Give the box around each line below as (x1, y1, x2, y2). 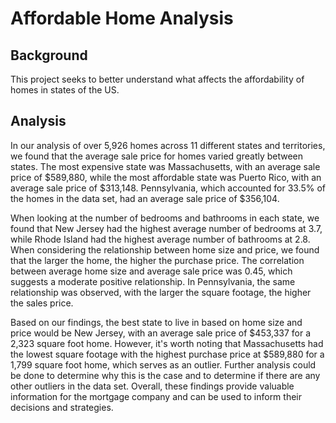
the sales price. (10, 297, 74, 309)
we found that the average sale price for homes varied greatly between (10, 150, 304, 162)
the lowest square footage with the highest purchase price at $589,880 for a (10, 348, 325, 360)
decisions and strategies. (10, 401, 114, 413)
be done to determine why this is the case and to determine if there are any (10, 369, 321, 381)
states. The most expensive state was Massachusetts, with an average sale (10, 160, 321, 172)
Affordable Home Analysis (10, 7, 234, 30)
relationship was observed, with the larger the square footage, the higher (10, 286, 312, 298)
